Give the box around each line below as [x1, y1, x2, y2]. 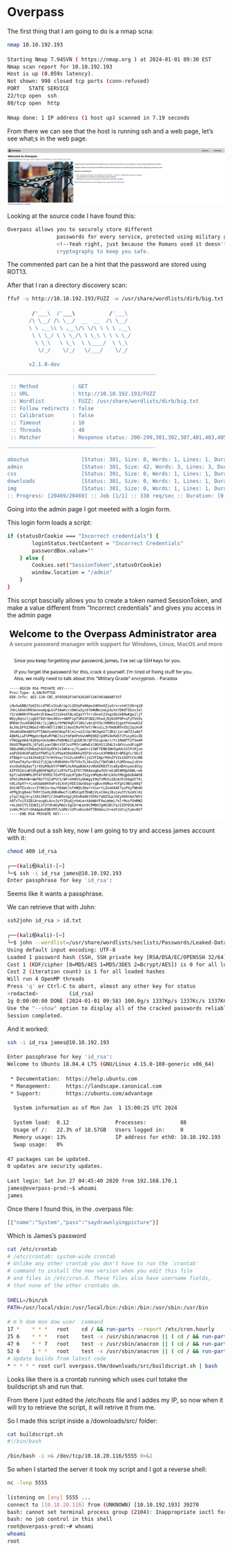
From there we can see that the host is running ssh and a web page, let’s [7, 127, 214, 135]
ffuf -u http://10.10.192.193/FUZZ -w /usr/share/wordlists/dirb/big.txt [7, 295, 224, 302]
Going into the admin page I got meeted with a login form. [7, 504, 171, 513]
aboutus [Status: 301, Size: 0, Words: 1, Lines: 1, [7, 456, 212, 463]
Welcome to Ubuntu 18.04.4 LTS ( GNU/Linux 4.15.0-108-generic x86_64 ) [7, 1061, 215, 1068]
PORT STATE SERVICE [7, 85, 70, 92]
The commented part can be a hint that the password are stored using [7, 260, 207, 268]
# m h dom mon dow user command [7, 1319, 104, 1326]
